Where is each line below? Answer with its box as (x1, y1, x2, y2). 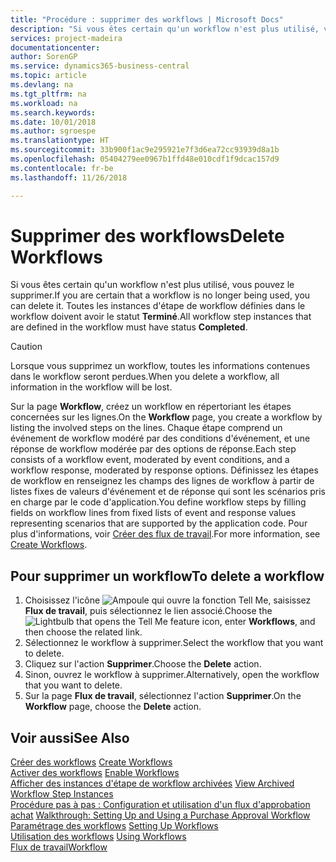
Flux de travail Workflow (10, 841, 108, 853)
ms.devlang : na (10, 80, 74, 90)
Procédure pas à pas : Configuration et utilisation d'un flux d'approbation (10, 799, 311, 811)
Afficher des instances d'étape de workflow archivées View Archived (10, 777, 295, 790)
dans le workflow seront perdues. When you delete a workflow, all (10, 371, 280, 383)
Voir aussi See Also (10, 729, 130, 746)
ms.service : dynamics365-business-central (10, 61, 190, 71)
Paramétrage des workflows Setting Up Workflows (10, 820, 219, 832)
